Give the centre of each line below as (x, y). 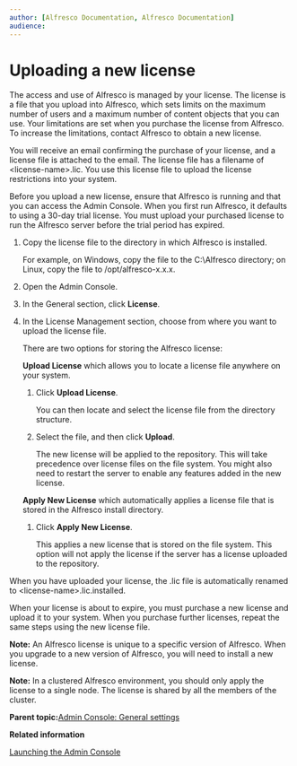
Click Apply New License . (84, 527)
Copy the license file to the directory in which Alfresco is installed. (144, 242)
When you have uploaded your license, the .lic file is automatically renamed (149, 581)
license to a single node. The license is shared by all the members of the (143, 691)
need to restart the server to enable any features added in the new (158, 474)
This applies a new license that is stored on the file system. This (154, 544)
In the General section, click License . (91, 304)
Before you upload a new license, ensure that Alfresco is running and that (145, 196)
